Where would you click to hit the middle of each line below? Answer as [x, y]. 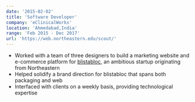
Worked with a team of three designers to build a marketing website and [102, 55]
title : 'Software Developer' [42, 17]
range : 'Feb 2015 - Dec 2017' [43, 33]
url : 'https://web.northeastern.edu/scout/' [61, 39]
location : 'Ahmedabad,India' [42, 28]
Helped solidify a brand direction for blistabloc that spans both [90, 74]
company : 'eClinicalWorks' [39, 22]
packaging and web [38, 80]
